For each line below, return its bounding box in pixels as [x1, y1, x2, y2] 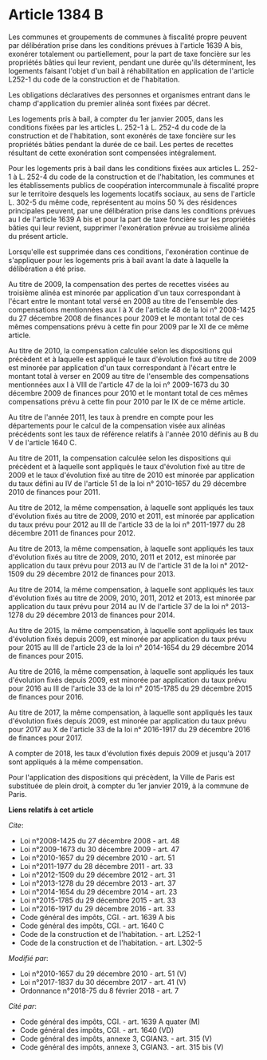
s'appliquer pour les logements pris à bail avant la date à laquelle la [8, 255, 230, 265]
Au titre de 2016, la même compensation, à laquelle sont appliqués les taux [8, 666, 253, 676]
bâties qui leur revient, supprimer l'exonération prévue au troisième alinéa [8, 222, 250, 233]
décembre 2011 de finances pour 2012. [8, 528, 135, 537]
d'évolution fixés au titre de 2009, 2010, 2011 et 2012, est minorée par [8, 552, 237, 561]
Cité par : [8, 1001, 37, 1010]
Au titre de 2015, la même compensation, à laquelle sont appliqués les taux [8, 625, 253, 635]
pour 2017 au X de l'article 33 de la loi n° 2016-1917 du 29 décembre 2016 [8, 724, 251, 734]
